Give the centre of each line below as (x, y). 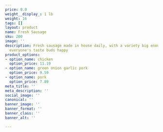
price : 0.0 (16, 9)
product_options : (23, 55)
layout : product (21, 28)
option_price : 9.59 (29, 73)
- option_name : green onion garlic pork (47, 68)
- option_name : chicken (29, 59)
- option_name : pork (26, 77)
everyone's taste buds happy (39, 50)
